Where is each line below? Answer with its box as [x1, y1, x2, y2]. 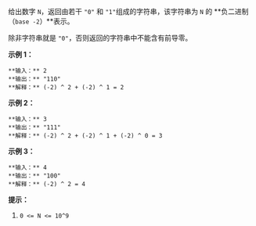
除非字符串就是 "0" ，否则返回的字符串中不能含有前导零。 [8, 34, 193, 42]
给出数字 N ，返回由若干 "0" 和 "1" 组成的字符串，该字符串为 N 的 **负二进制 [8, 7, 249, 16]
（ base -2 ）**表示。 [8, 16, 74, 26]
